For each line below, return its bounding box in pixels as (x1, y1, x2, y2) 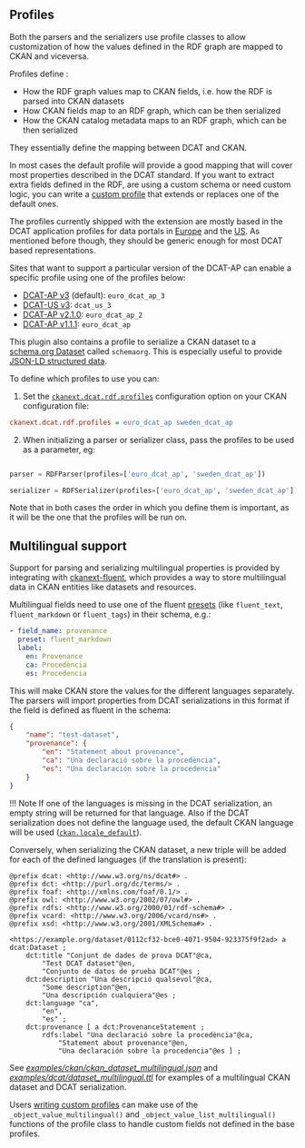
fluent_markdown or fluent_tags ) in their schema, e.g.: (9, 609, 212, 620)
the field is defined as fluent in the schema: (9, 704, 172, 716)
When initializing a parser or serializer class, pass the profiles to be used (22, 434, 295, 445)
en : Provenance (25, 651, 84, 661)
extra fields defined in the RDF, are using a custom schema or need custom (9, 179, 291, 190)
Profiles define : (9, 68, 69, 79)
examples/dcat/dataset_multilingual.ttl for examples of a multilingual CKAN (9, 1072, 290, 1083)
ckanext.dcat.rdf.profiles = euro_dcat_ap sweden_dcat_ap (9, 418, 233, 427)
